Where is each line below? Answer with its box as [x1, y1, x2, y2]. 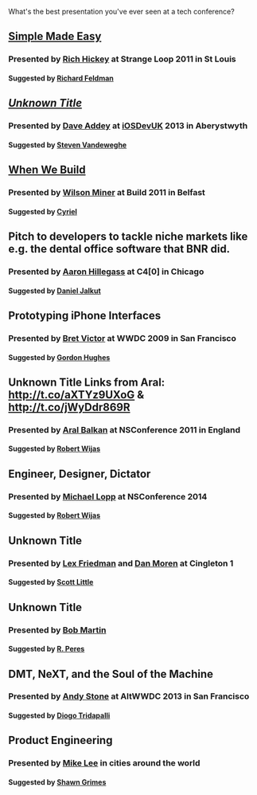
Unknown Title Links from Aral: [8, 375, 165, 389]
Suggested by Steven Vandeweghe [8, 139, 127, 150]
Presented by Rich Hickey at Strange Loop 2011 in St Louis [8, 53, 236, 65]
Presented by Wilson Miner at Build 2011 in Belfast [8, 187, 205, 198]
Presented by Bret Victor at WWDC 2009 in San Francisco [8, 332, 236, 343]
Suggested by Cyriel [8, 206, 78, 216]
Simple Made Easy [8, 29, 102, 43]
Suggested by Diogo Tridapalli [8, 711, 111, 720]
